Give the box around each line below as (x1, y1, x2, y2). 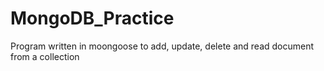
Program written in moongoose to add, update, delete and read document (10, 40, 315, 52)
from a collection (10, 50, 80, 62)
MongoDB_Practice (10, 7, 175, 30)
